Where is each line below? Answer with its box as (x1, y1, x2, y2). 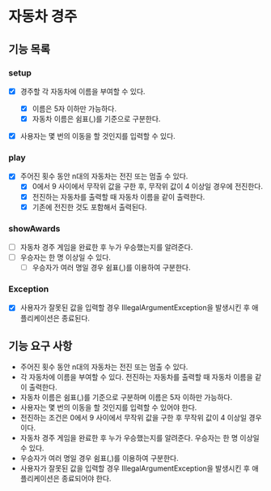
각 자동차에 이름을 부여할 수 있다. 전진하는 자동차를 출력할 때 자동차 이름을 (19, 373, 253, 382)
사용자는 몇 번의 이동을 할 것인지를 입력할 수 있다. (19, 131, 176, 141)
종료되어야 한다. (61, 474, 112, 484)
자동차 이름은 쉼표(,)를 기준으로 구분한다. (32, 114, 161, 123)
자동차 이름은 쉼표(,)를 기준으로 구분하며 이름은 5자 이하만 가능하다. (19, 393, 233, 403)
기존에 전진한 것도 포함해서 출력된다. (32, 202, 147, 212)
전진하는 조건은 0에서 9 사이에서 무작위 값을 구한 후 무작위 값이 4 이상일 (19, 413, 248, 423)
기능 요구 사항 (8, 338, 73, 353)
